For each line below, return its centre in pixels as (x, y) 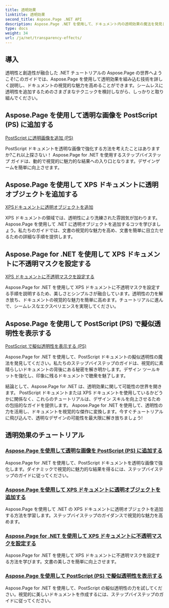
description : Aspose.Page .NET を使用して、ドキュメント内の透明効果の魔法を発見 (84, 24)
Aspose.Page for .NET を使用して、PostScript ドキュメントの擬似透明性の (82, 357)
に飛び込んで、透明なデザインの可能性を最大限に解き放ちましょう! (74, 418)
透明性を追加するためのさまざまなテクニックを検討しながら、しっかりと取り (84, 92)
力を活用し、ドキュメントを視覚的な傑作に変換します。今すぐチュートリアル (84, 411)
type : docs (17, 29)
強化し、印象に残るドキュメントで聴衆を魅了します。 (73, 375)
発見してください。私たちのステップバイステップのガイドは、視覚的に (87, 363)
